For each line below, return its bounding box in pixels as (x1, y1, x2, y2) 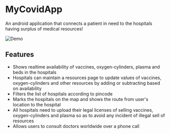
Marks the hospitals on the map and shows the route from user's (12, 96, 149, 102)
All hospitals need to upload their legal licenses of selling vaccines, (12, 107, 154, 113)
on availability (12, 85, 42, 91)
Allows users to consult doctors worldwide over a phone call (12, 123, 140, 129)
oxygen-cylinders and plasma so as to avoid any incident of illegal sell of (12, 112, 165, 118)
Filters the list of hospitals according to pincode (12, 90, 113, 97)
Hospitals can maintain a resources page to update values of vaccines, (12, 75, 161, 81)
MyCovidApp (5, 4, 63, 15)
